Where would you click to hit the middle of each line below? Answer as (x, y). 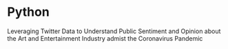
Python (28, 12)
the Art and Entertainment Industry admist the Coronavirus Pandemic (105, 38)
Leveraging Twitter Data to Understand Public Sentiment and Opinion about (114, 31)
